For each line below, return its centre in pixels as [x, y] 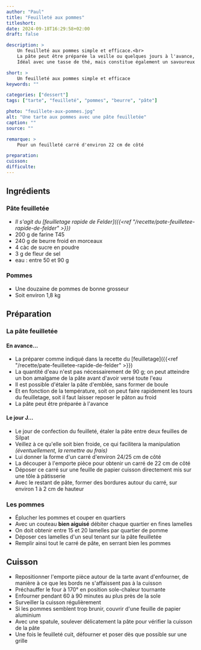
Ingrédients [28, 191]
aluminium [28, 615]
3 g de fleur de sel [38, 253]
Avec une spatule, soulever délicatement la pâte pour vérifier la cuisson [104, 621]
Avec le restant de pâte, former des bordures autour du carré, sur [96, 482]
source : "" [20, 128]
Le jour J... [20, 417]
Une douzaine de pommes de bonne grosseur [72, 289]
